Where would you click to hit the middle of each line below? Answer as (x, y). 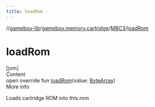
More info (18, 87)
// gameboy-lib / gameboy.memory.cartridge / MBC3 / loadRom (77, 28)
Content (16, 74)
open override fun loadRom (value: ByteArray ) (61, 80)
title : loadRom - (27, 11)
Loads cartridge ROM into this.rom (48, 98)
